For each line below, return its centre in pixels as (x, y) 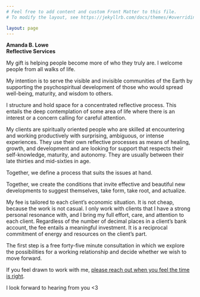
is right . (15, 276)
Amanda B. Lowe (27, 45)
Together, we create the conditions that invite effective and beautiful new (96, 184)
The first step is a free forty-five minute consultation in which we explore (96, 246)
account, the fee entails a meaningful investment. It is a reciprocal (87, 228)
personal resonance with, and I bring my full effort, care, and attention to (95, 215)
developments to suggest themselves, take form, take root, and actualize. (96, 191)
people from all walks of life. (41, 69)
